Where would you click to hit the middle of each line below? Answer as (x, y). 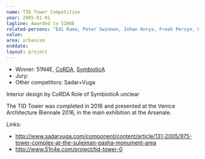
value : (15, 35)
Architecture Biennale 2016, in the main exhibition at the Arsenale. (89, 112)
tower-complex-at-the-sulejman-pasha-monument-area (86, 142)
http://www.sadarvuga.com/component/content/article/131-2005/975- (103, 136)
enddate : (17, 46)
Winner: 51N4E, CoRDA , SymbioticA (60, 69)
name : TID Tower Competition (43, 12)
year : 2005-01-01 (28, 18)
